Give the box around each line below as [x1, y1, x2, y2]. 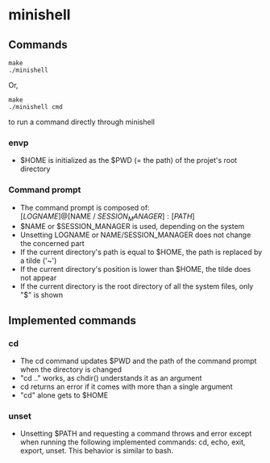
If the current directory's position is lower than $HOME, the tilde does [19, 265, 251, 274]
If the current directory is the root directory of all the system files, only [19, 282, 254, 291]
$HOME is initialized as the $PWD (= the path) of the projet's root [19, 156, 238, 165]
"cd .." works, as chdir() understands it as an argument [19, 373, 202, 383]
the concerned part [19, 239, 85, 248]
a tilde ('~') [19, 256, 57, 265]
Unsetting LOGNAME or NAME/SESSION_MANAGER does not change [19, 230, 251, 240]
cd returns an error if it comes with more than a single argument [19, 382, 233, 392]
